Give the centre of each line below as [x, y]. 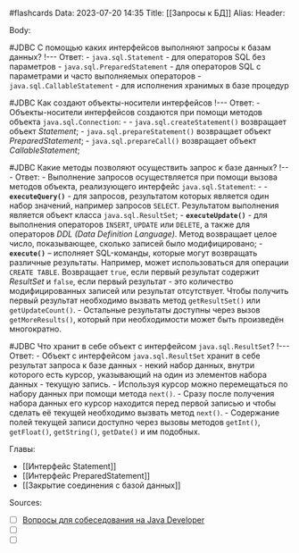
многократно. [36, 329]
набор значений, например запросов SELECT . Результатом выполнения [144, 205]
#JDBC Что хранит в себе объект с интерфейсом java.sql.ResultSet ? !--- [149, 346]
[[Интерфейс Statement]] [69, 466]
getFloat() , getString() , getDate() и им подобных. [105, 432]
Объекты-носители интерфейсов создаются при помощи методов [136, 112]
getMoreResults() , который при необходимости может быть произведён [146, 319]
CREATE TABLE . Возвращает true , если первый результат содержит [134, 272]
